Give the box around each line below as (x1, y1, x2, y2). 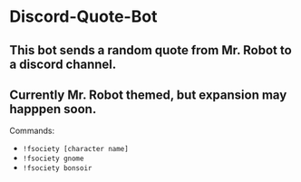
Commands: (9, 125, 55, 137)
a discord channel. (9, 56, 117, 72)
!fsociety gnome (22, 154, 84, 164)
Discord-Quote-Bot (9, 6, 158, 27)
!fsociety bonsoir (22, 164, 92, 173)
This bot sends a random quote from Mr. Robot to (9, 43, 292, 58)
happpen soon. (9, 101, 97, 117)
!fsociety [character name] (22, 145, 129, 154)
